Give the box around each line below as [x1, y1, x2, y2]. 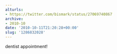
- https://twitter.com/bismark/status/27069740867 [5, 12, 113, 17]
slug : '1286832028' [5, 30, 46, 35]
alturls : [5, 7, 23, 12]
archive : [5, 16, 23, 21]
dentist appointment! [5, 44, 48, 49]
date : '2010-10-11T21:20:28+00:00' [5, 26, 79, 30]
